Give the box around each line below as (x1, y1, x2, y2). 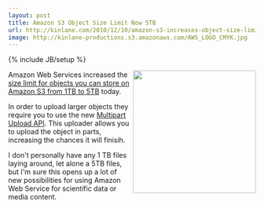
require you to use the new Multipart (8, 111, 126, 120)
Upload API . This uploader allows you (8, 119, 130, 128)
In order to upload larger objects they (8, 102, 129, 111)
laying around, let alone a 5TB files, (8, 159, 123, 169)
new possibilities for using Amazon (8, 176, 122, 185)
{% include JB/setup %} (8, 55, 86, 64)
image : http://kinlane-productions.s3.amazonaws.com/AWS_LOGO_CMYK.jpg (8, 33, 247, 42)
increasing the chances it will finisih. (8, 135, 126, 145)
